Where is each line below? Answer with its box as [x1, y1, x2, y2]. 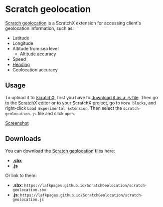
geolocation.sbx [12, 187, 46, 193]
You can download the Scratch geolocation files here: [5, 148, 116, 154]
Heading [12, 61, 30, 67]
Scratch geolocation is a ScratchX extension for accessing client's [5, 20, 141, 26]
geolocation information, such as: [5, 25, 74, 31]
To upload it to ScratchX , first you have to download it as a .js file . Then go [5, 94, 158, 100]
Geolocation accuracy [12, 66, 58, 73]
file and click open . [37, 110, 75, 116]
